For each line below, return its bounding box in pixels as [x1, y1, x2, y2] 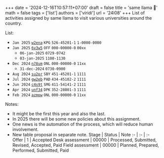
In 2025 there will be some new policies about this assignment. [12, 116, 141, 122]
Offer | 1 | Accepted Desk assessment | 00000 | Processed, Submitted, [12, 137, 157, 143]
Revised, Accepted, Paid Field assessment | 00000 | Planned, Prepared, [12, 142, 159, 148]
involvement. [12, 126, 39, 132]
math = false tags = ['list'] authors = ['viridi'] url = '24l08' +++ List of [5, 10, 145, 16]
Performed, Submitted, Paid [12, 148, 69, 153]
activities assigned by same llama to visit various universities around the [5, 15, 152, 21]
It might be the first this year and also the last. [12, 111, 106, 117]
